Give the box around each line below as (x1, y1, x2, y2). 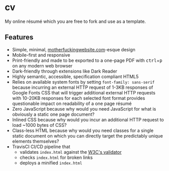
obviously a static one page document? (12, 111, 95, 117)
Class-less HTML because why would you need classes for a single (12, 127, 154, 133)
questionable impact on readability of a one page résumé (12, 100, 132, 107)
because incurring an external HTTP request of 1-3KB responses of (12, 84, 153, 90)
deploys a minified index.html (19, 159, 82, 166)
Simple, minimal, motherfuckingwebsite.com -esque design (12, 46, 136, 52)
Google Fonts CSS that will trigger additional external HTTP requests (12, 89, 156, 95)
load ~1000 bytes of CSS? (12, 122, 67, 128)
